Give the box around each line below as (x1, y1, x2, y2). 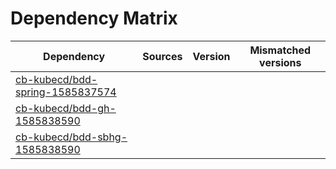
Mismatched (249, 43, 312, 57)
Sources (142, 49, 183, 63)
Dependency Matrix (10, 7, 178, 30)
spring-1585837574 (15, 85, 117, 99)
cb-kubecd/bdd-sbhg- (15, 130, 128, 144)
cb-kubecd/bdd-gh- (15, 101, 117, 115)
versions (259, 55, 302, 69)
